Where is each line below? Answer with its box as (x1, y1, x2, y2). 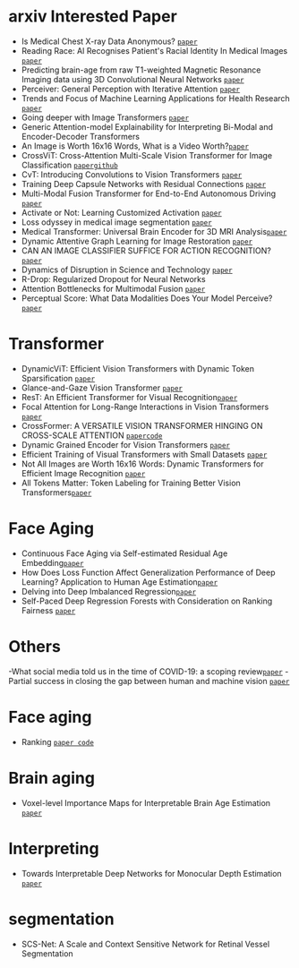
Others (8, 637, 62, 656)
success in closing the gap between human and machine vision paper (33, 675, 290, 686)
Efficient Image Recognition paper (21, 467, 146, 478)
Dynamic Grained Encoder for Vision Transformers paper (21, 439, 230, 450)
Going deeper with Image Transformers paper (21, 112, 190, 123)
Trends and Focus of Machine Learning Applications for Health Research (21, 92, 290, 104)
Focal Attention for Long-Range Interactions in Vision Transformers (21, 401, 269, 412)
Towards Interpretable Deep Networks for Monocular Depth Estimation (21, 868, 283, 878)
